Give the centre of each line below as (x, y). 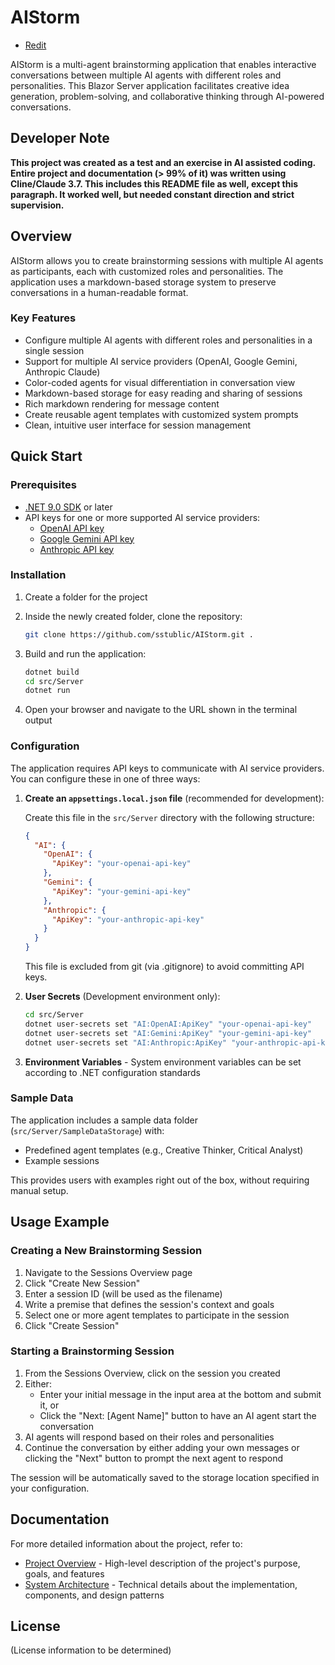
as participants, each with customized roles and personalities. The (147, 271)
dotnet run (47, 691)
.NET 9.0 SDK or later (68, 507)
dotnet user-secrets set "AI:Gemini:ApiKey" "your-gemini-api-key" (168, 1033)
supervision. (37, 205)
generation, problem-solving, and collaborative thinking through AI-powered (167, 96)
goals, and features (64, 1573)
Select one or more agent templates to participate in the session (157, 1315)
